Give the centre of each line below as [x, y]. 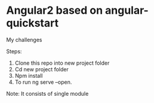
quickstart [32, 23]
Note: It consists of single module [47, 93]
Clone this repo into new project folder [62, 63]
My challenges [24, 40]
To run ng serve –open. [43, 82]
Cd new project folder [41, 69]
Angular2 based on [55, 10]
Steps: [14, 51]
